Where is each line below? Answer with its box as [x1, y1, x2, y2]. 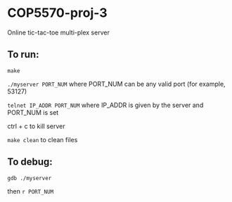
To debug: [7, 156, 53, 168]
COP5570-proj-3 [7, 5, 108, 21]
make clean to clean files [7, 135, 78, 144]
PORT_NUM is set [7, 108, 59, 117]
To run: [7, 49, 39, 61]
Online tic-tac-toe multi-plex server [7, 28, 110, 37]
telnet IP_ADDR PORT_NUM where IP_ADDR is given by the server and [7, 101, 204, 109]
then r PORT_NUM [7, 187, 54, 195]
